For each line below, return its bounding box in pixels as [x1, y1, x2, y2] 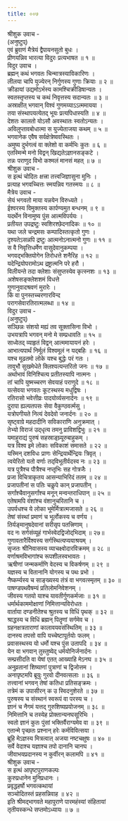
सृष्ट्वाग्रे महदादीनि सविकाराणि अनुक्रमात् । [7, 417, 101, 426]
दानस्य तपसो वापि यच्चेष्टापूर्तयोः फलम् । [7, 631, 96, 639]
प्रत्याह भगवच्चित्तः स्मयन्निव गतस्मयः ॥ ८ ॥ [7, 180, 101, 189]
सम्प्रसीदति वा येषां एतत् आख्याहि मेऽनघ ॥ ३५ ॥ [7, 655, 113, 663]
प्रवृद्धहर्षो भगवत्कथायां [7, 782, 53, 790]
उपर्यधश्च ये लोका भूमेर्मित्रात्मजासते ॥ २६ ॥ [7, 504, 103, 513]
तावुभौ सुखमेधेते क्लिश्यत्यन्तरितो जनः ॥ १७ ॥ [7, 362, 109, 370]
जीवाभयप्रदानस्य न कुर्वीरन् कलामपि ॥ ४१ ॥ [7, 750, 104, 758]
